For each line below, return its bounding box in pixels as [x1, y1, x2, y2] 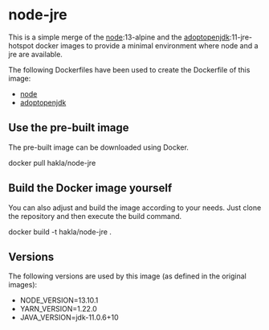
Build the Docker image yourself [8, 181, 173, 195]
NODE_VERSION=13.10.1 [19, 295, 99, 305]
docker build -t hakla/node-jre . [8, 227, 112, 237]
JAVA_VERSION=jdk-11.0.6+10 [19, 312, 119, 323]
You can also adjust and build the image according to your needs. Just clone [8, 203, 262, 212]
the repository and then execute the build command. [8, 211, 182, 221]
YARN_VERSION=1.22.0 [19, 304, 98, 314]
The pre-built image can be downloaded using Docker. [8, 142, 189, 152]
